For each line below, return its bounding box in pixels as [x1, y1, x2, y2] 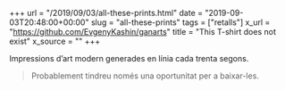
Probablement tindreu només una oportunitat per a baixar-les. [30, 70, 259, 81]
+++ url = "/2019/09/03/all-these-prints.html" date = [9, 8, 204, 18]
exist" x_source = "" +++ [9, 36, 101, 46]
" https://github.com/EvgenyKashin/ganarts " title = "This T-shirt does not [9, 27, 277, 37]
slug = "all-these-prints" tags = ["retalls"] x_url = [90, 17, 271, 28]
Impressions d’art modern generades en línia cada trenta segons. [9, 53, 249, 63]
